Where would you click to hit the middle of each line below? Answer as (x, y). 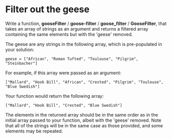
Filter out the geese (47, 9)
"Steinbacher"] (21, 63)
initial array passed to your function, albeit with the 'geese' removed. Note (83, 120)
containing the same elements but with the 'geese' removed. (69, 34)
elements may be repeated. (34, 131)
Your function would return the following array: (55, 96)
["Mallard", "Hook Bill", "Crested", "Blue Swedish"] (64, 105)
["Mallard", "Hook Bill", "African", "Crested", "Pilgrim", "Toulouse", (84, 82)
